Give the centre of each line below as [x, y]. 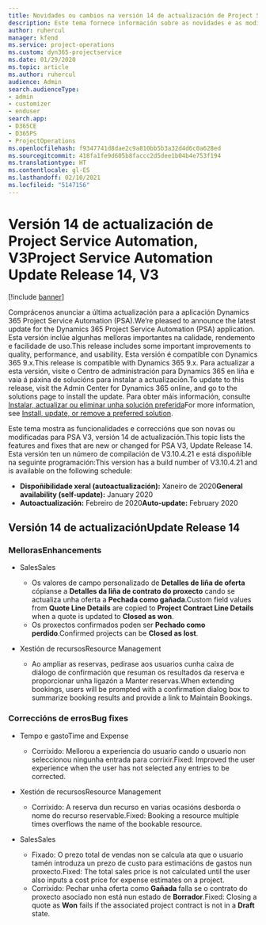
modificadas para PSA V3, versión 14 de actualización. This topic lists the [127, 437]
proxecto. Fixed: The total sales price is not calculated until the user [141, 871]
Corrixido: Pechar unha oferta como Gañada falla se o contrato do [139, 888]
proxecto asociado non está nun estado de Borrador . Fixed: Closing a [144, 896]
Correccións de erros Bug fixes [68, 718]
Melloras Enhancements [55, 550]
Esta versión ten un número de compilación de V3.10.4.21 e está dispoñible [130, 453]
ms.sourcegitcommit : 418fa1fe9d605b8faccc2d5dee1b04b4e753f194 [115, 155]
